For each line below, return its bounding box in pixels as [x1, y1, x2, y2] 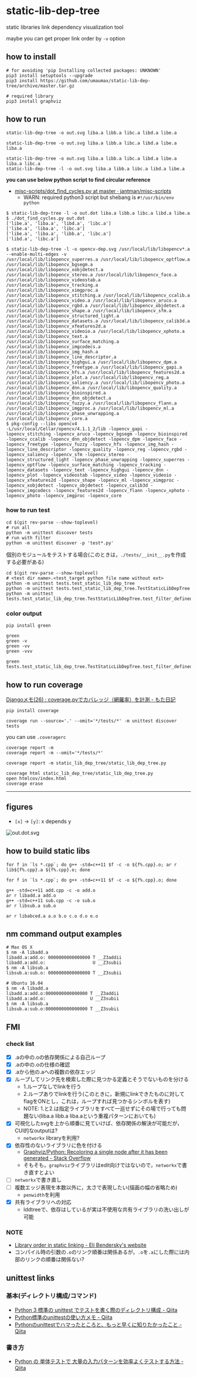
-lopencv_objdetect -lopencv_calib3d [56, 482, 148, 488]
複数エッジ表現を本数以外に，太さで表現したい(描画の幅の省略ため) [14, 1184, 178, 1191]
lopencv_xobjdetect [6, 482, 54, 488]
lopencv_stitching [6, 431, 51, 437]
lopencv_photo [6, 492, 41, 498]
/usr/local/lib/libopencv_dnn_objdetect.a [6, 395, 111, 401]
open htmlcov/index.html [6, 775, 67, 781]
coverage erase [6, 781, 43, 787]
